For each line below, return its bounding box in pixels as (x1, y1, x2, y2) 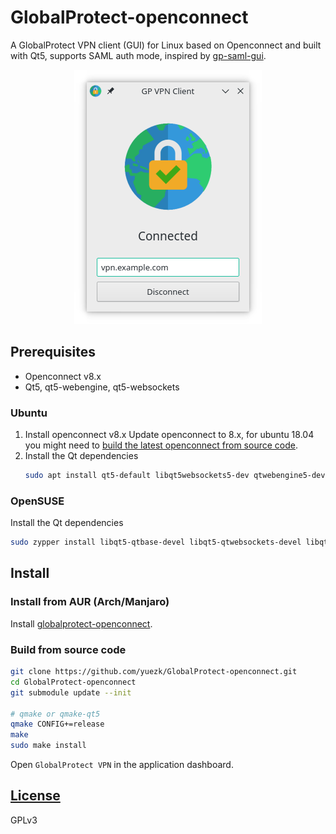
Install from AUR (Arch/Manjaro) (10, 595, 170, 609)
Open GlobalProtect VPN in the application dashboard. (10, 759, 234, 771)
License (10, 787, 61, 805)
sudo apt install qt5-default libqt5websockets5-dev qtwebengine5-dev (24, 471, 326, 481)
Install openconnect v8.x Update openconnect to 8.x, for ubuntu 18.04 (24, 429, 315, 441)
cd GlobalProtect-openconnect (10, 677, 137, 687)
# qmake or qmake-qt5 (10, 709, 101, 719)
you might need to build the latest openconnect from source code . (24, 439, 298, 451)
